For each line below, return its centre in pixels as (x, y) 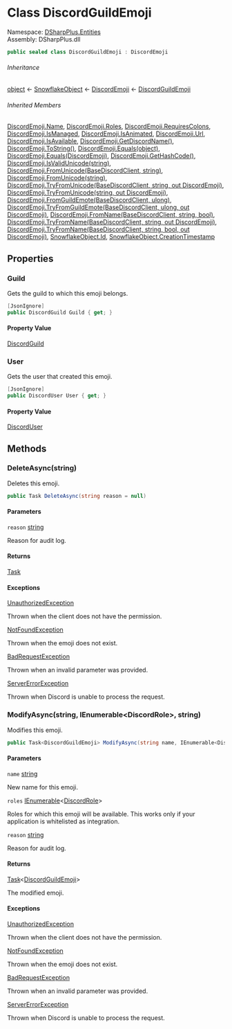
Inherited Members (34, 105)
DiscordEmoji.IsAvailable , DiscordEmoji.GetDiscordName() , (91, 141)
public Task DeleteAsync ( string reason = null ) (77, 496)
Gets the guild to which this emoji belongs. (68, 293)
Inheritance (23, 68)
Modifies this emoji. (35, 730)
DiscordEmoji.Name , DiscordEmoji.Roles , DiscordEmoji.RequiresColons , (109, 127)
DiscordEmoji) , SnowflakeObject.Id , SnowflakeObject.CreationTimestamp (111, 237)
